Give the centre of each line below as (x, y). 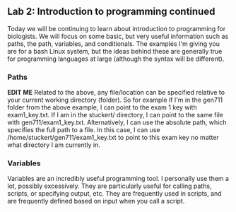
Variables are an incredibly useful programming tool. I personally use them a (118, 179)
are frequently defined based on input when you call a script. (96, 201)
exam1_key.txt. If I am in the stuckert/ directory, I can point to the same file (116, 115)
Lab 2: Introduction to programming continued (111, 12)
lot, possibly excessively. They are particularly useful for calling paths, (110, 186)
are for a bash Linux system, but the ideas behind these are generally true (115, 51)
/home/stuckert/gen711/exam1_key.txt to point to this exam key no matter (113, 138)
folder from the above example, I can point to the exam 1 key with (102, 107)
